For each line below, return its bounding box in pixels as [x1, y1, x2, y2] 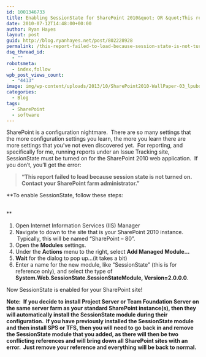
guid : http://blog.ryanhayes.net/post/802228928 [6, 37, 133, 44]
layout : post [6, 32, 40, 38]
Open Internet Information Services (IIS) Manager [15, 222, 140, 229]
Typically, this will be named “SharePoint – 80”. [17, 235, 135, 243]
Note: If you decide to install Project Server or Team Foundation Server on [6, 298, 199, 305]
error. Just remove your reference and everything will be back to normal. [6, 343, 197, 351]
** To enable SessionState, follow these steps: [6, 192, 124, 199]
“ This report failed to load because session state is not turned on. [21, 173, 193, 181]
